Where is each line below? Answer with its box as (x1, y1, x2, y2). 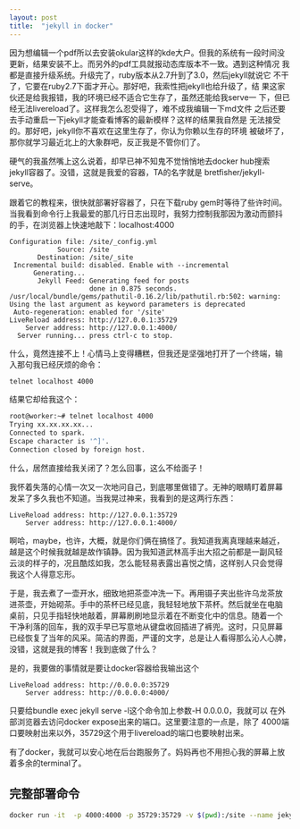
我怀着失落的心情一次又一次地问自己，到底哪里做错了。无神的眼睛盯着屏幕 (9, 481, 283, 492)
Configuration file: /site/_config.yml (9, 237, 158, 246)
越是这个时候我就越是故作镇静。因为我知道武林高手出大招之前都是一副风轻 (9, 546, 283, 557)
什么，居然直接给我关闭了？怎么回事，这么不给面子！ (9, 462, 205, 473)
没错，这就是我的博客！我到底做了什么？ (9, 643, 158, 654)
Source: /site (56, 245, 110, 254)
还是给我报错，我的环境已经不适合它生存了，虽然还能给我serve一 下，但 (16, 91, 283, 103)
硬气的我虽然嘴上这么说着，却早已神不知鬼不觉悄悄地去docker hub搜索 (9, 156, 271, 166)
